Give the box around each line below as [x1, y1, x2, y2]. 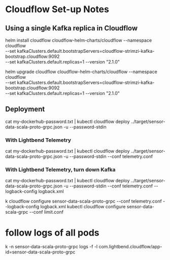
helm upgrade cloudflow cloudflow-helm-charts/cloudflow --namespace [5, 69, 157, 75]
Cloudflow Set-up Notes [5, 4, 109, 15]
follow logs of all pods [5, 227, 100, 238]
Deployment [5, 105, 45, 114]
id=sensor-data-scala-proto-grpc [5, 249, 76, 255]
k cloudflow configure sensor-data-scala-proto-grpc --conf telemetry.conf [5, 198, 162, 204]
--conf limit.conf [29, 209, 64, 215]
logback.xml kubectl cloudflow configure [40, 204, 126, 210]
